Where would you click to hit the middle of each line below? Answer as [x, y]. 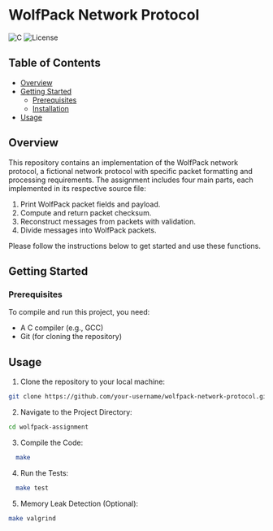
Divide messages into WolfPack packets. [88, 230]
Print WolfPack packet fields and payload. [90, 204]
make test [32, 488]
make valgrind [32, 518]
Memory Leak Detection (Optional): [79, 503]
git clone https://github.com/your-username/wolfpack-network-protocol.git [139, 397]
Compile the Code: [52, 442]
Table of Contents [55, 63]
